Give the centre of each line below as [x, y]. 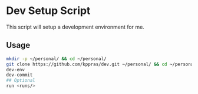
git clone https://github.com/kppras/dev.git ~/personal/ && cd [87, 64]
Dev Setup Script [48, 11]
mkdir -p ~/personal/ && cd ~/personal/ [57, 59]
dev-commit [19, 75]
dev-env [16, 69]
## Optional [21, 81]
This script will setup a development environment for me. [75, 27]
